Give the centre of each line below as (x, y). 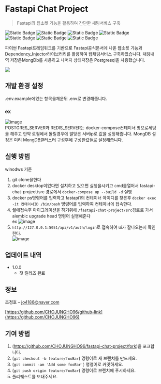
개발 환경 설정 (24, 86)
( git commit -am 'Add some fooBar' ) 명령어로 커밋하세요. (67, 365)
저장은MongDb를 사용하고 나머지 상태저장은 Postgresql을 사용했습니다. (78, 60)
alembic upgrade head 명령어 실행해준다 (51, 216)
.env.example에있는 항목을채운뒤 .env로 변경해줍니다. (56, 99)
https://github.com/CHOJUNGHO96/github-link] (55, 312)
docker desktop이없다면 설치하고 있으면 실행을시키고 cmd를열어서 (75, 185)
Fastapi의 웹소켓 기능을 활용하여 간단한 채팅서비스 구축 (69, 23)
